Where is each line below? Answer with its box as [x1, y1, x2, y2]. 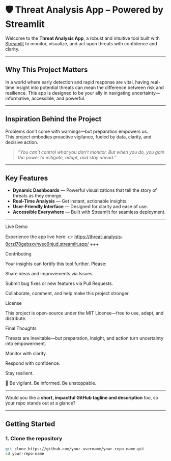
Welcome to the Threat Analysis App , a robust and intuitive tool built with [5, 35, 160, 41]
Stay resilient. [5, 370, 34, 377]
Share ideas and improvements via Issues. [5, 271, 94, 277]
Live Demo [5, 223, 28, 229]
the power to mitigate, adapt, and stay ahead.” [17, 154, 117, 160]
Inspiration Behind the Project [5, 115, 102, 124]
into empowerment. [5, 340, 46, 347]
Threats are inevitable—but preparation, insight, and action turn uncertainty [5, 335, 164, 341]
